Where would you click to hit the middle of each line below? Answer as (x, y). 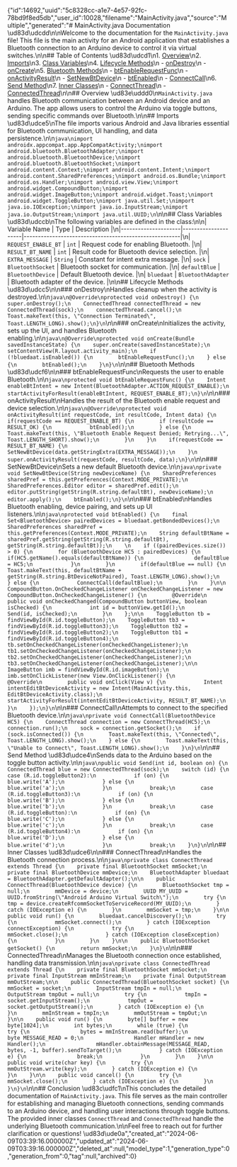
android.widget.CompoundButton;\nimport (68, 189)
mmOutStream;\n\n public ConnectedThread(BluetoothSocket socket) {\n (118, 982)
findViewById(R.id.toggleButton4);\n (63, 639)
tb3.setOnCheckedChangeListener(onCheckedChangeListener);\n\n (103, 664)
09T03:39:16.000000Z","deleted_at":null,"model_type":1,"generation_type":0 (118, 1149)
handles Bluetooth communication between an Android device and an (109, 101)
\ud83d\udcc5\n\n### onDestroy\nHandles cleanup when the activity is (112, 289)
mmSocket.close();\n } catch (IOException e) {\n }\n (110, 1081)
